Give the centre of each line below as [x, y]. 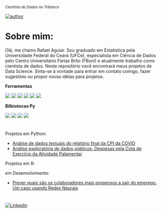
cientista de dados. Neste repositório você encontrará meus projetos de [79, 66]
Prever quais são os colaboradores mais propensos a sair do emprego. [84, 183]
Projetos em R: [20, 163]
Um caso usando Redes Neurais [45, 188]
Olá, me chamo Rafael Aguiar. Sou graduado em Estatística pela [70, 50]
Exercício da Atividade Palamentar [47, 154]
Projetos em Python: [26, 134]
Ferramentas [19, 86]
